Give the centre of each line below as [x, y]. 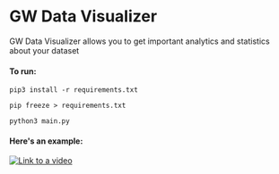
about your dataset [44, 50]
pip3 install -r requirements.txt [74, 90]
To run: [23, 71]
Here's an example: [46, 141]
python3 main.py [39, 121]
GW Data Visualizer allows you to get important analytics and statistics [140, 41]
